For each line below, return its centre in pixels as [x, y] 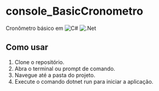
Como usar [27, 47]
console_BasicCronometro [75, 11]
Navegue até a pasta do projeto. [55, 75]
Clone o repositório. [39, 62]
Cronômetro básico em [34, 28]
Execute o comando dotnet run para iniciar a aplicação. [84, 81]
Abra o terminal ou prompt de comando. [65, 68]
